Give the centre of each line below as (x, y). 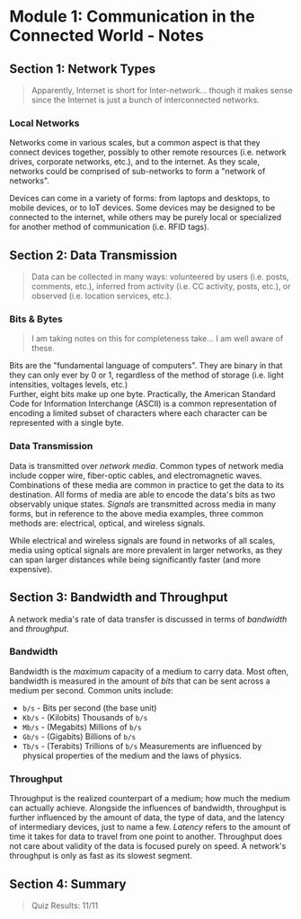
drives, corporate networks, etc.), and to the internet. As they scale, (135, 162)
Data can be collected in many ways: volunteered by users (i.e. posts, (160, 277)
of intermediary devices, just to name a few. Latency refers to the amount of (150, 827)
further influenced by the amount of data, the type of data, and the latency (147, 817)
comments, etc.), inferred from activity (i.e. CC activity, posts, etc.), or (161, 287)
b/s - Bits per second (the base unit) (89, 708)
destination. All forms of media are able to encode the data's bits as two (142, 494)
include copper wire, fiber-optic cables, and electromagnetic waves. (136, 475)
